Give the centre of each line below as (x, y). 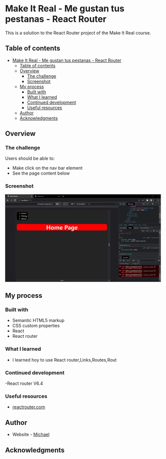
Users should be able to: (30, 158)
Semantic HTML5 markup (38, 321)
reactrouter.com (29, 407)
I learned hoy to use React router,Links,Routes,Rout (64, 360)
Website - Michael (31, 435)
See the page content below (41, 173)
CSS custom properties (36, 326)
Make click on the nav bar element (47, 168)
